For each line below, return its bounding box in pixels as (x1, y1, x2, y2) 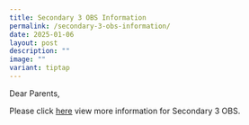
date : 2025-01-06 (9, 30, 75, 39)
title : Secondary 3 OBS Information (9, 13, 147, 22)
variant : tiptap (9, 64, 70, 73)
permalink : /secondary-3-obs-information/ (9, 22, 171, 31)
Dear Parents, (9, 87, 60, 99)
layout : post (9, 38, 58, 48)
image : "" (9, 55, 47, 64)
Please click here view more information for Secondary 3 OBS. (9, 105, 241, 116)
